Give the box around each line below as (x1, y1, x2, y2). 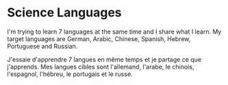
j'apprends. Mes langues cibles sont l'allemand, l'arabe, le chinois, (7, 62, 194, 71)
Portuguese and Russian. (7, 42, 78, 50)
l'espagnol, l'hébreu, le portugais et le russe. (7, 70, 133, 78)
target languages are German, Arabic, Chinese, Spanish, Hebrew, (7, 34, 191, 42)
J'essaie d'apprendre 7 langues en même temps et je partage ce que (7, 55, 202, 63)
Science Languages (7, 5, 122, 21)
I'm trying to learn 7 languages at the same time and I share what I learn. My (7, 27, 222, 36)
